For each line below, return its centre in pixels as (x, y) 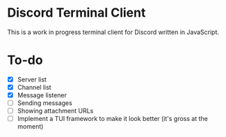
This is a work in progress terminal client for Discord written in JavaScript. (113, 32)
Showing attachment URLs (55, 111)
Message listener (42, 95)
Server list (32, 79)
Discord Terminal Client (76, 13)
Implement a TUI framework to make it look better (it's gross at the (113, 119)
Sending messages (45, 103)
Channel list (34, 87)
